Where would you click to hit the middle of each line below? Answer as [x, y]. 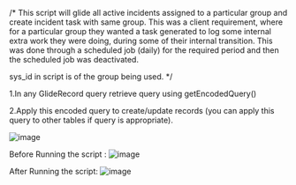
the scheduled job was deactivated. [74, 59]
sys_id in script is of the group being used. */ [91, 77]
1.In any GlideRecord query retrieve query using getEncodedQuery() [133, 93]
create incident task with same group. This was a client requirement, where [146, 22]
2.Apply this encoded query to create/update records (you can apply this [142, 111]
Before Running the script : [58, 154]
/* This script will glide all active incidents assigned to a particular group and [148, 13]
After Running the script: [54, 171]
